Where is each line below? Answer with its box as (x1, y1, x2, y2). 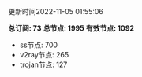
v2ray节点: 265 (19, 50, 69, 59)
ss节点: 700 (19, 40, 58, 49)
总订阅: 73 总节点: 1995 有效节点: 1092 (8, 24, 135, 33)
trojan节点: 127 (19, 60, 68, 69)
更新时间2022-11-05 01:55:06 (8, 7, 104, 16)
